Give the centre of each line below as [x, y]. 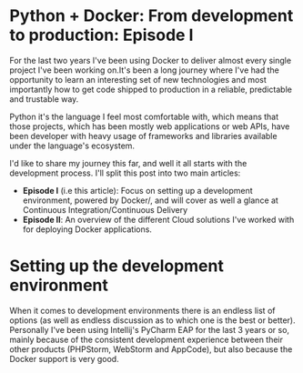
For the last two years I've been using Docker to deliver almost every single [151, 60]
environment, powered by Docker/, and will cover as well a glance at [151, 200]
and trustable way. [44, 99]
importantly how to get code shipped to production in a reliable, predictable [151, 89]
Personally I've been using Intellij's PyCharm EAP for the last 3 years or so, [149, 329]
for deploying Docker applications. [87, 229]
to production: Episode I [101, 35]
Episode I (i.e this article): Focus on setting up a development [137, 190]
